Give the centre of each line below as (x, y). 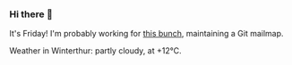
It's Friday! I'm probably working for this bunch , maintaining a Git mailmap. (146, 34)
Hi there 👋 (31, 14)
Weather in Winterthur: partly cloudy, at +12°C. (95, 51)
